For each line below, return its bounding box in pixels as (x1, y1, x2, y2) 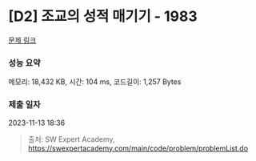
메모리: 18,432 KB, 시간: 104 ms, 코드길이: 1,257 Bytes (8, 77, 182, 87)
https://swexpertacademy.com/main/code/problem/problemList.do (27, 143, 249, 153)
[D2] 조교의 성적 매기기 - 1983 (8, 7, 198, 26)
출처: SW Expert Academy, (27, 134, 115, 144)
